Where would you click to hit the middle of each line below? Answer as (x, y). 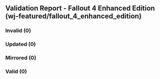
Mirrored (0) (21, 58)
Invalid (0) (18, 31)
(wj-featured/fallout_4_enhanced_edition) (74, 16)
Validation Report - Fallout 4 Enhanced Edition (80, 8)
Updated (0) (21, 44)
